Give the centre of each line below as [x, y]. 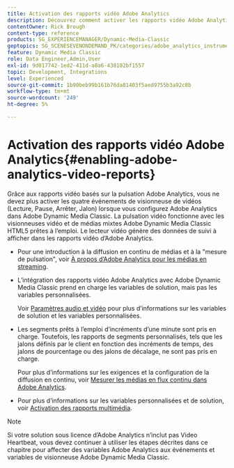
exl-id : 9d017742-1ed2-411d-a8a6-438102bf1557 [76, 65]
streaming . [33, 266]
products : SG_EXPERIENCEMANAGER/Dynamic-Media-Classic [88, 40]
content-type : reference [43, 33]
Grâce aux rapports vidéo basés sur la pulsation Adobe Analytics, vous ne [114, 194]
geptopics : [23, 46]
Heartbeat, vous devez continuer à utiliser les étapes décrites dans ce [108, 442]
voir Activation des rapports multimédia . [75, 407]
